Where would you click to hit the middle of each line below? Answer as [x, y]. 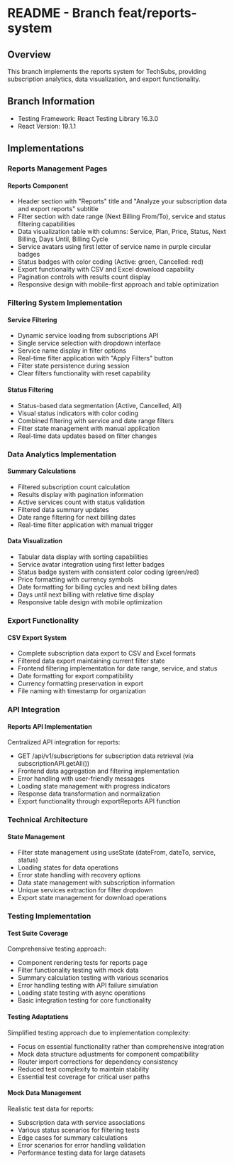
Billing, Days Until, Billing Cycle [63, 239]
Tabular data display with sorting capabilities [83, 557]
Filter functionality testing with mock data [78, 970]
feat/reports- [157, 13]
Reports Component [38, 186]
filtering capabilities [46, 224]
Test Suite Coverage [38, 933]
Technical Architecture [48, 820]
